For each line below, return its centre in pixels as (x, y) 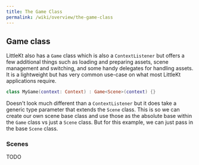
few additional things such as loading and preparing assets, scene (87, 62)
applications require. (31, 81)
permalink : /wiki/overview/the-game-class (60, 17)
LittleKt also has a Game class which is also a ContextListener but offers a (95, 56)
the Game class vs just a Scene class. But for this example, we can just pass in (100, 122)
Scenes (17, 144)
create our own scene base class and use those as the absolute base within (99, 116)
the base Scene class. (32, 129)
